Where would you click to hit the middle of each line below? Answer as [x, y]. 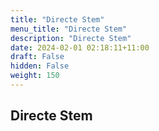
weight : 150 [35, 76]
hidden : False [40, 66]
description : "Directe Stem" [71, 38]
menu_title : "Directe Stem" [69, 29]
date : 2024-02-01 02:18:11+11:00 [80, 47]
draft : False [37, 57]
